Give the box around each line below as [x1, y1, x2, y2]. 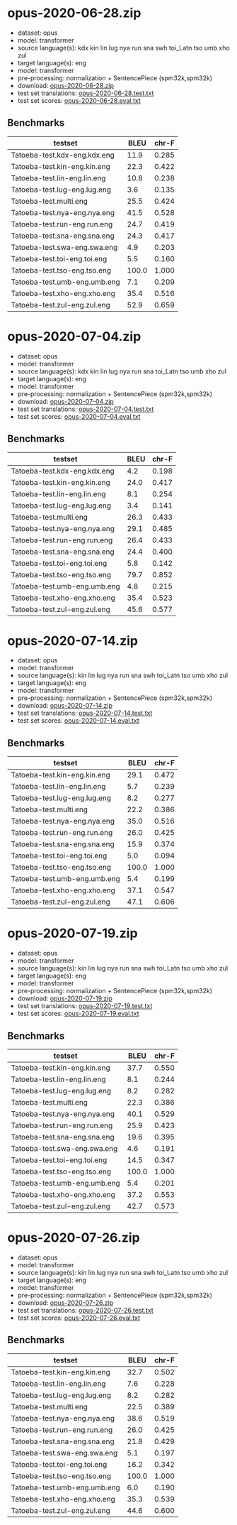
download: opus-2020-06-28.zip [17, 81, 115, 89]
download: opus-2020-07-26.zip [17, 1298, 114, 1307]
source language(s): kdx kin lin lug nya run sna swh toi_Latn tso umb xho [17, 43, 230, 52]
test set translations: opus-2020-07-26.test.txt [17, 1306, 154, 1314]
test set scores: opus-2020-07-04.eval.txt [17, 412, 141, 420]
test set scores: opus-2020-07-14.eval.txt [17, 716, 139, 725]
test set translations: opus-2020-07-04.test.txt [17, 405, 154, 413]
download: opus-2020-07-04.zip [17, 397, 115, 405]
